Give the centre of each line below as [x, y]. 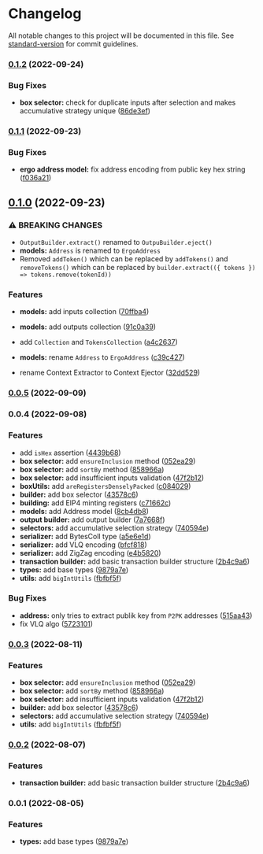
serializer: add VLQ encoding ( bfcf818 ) [83, 545]
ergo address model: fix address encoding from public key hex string [132, 169]
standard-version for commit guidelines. [73, 43]
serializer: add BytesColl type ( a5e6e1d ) [85, 536]
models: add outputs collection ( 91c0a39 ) [87, 327]
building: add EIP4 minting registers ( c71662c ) [95, 503]
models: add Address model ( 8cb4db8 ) [84, 511]
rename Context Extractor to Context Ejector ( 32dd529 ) [110, 373]
